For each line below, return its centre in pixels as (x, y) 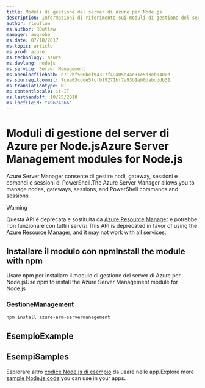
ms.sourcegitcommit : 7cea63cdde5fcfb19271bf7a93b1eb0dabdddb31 (88, 80)
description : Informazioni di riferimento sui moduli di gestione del (98, 18)
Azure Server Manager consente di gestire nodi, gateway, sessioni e (92, 176)
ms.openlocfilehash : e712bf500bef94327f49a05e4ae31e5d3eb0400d (88, 75)
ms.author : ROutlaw (31, 29)
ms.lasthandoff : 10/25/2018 (42, 97)
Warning (17, 207)
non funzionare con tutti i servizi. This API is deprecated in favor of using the (102, 225)
